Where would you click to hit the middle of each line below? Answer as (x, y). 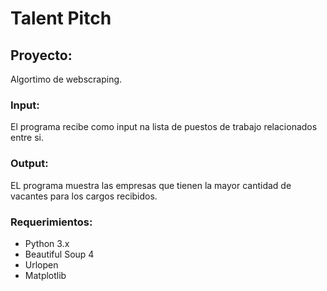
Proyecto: (41, 55)
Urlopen (41, 264)
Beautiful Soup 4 (59, 254)
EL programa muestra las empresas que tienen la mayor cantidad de (151, 185)
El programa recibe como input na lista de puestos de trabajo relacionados (164, 127)
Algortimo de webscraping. (66, 79)
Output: (29, 164)
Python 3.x (47, 243)
